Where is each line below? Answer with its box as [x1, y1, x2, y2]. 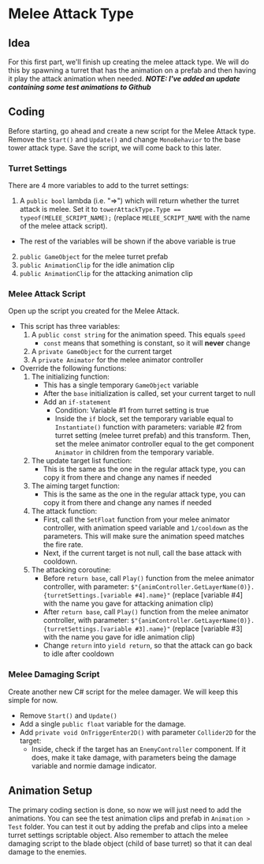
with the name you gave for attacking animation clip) [43, 598, 214, 609]
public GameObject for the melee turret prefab [19, 252, 169, 262]
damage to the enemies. [8, 847, 87, 856]
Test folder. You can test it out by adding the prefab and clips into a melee [8, 821, 248, 831]
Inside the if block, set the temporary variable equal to [54, 414, 234, 424]
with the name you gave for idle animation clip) [43, 632, 195, 642]
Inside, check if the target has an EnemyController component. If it [31, 744, 247, 753]
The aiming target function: [31, 481, 120, 491]
